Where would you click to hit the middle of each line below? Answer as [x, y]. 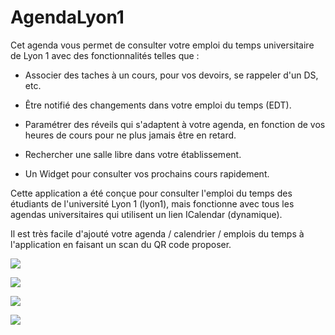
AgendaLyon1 [67, 17]
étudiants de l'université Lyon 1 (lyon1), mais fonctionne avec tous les [152, 203]
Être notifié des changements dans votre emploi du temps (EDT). [158, 105]
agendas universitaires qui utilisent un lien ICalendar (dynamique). [146, 214]
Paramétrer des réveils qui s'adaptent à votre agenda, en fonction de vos [175, 124]
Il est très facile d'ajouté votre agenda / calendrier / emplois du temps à [157, 233]
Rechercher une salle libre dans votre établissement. [133, 154]
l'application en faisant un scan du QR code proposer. [121, 244]
